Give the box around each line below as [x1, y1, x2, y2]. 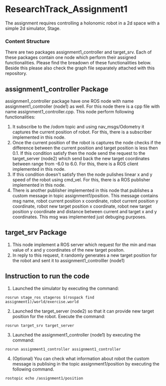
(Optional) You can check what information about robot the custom [12, 356, 150, 362]
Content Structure [5, 37, 50, 44]
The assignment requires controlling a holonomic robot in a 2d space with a [5, 20, 160, 26]
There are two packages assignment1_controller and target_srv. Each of [5, 49, 152, 55]
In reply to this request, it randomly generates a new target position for [12, 252, 158, 258]
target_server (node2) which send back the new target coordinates [12, 156, 150, 162]
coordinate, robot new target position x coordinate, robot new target [12, 203, 152, 209]
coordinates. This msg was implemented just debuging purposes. [12, 214, 147, 220]
